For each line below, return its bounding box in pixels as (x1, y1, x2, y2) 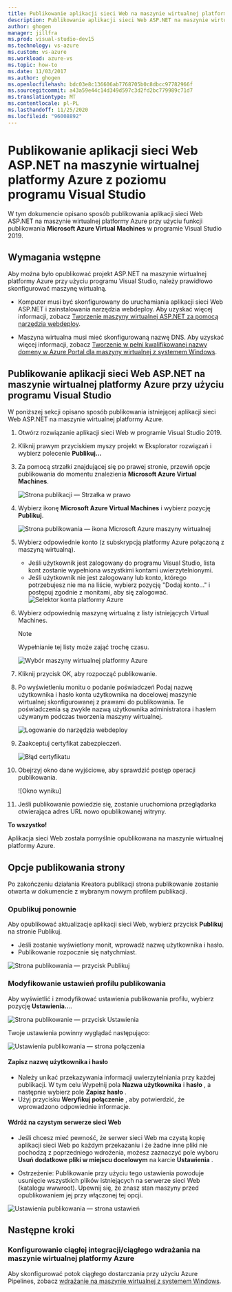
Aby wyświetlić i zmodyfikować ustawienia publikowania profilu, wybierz (8, 994, 214, 1003)
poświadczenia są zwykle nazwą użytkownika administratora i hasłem (17, 705, 216, 713)
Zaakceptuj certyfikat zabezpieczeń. (17, 740, 122, 748)
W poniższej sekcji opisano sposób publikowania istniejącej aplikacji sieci (8, 408, 216, 416)
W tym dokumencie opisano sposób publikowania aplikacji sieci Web (8, 209, 203, 218)
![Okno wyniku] (17, 787, 61, 795)
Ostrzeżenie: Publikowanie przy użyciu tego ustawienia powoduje (17, 1169, 204, 1177)
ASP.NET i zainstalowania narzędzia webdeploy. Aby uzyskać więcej (17, 305, 213, 314)
